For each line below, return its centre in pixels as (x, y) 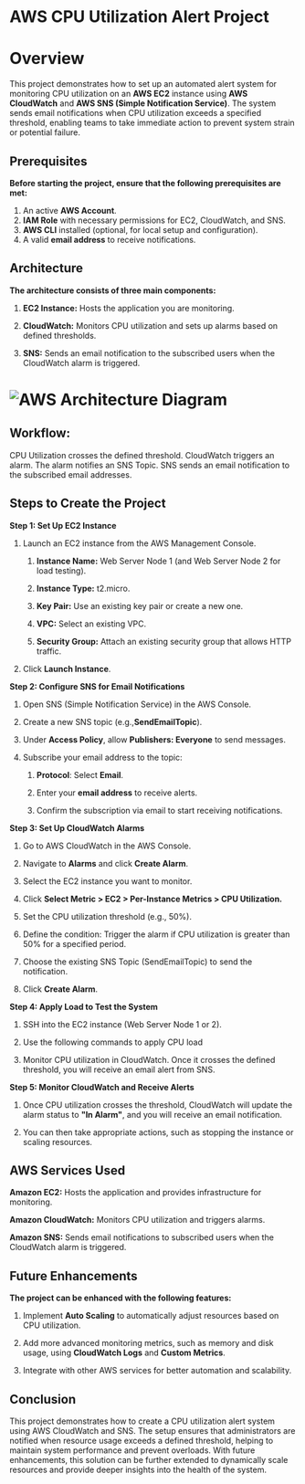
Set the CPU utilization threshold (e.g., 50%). (107, 916)
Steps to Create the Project (88, 504)
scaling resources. (58, 1142)
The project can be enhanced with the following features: (121, 1298)
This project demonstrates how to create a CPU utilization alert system (142, 1421)
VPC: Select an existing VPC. (91, 624)
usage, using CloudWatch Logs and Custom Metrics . (124, 1352)
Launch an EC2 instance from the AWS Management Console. (139, 543)
